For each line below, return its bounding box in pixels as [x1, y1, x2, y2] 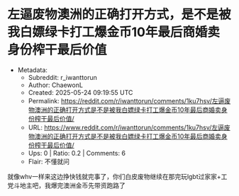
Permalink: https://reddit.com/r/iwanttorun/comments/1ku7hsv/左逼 [28, 96, 225, 105]
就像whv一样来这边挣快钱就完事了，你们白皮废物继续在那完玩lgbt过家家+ [7, 172, 221, 180]
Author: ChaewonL [28, 81, 84, 89]
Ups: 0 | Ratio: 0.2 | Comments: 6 [28, 149, 126, 157]
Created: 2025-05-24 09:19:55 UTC [28, 88, 133, 96]
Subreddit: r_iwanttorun [28, 73, 98, 81]
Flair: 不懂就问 [28, 157, 70, 166]
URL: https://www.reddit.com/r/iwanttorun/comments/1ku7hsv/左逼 [28, 123, 225, 132]
